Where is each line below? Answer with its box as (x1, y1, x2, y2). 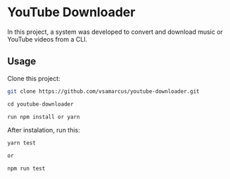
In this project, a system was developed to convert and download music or (7, 27, 224, 36)
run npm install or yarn (7, 113, 80, 121)
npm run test (7, 165, 46, 173)
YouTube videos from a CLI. (7, 35, 88, 43)
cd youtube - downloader (7, 100, 74, 108)
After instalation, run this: (7, 126, 81, 135)
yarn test (7, 140, 37, 147)
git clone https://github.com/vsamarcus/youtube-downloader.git (7, 87, 200, 95)
